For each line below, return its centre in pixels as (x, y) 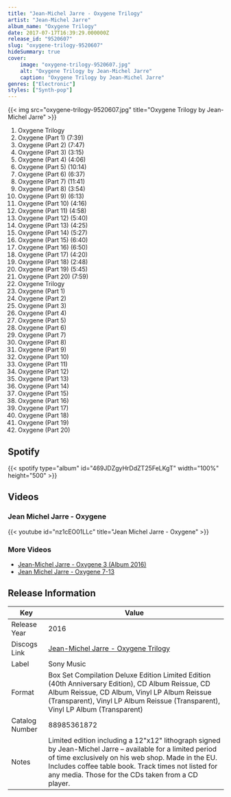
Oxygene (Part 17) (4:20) (53, 254)
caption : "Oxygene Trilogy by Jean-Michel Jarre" (93, 77)
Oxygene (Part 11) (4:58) (52, 211)
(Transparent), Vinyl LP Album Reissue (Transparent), (134, 701)
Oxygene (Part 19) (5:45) (53, 270)
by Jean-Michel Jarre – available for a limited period (133, 749)
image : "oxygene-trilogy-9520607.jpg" (75, 65)
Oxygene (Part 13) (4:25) (53, 226)
